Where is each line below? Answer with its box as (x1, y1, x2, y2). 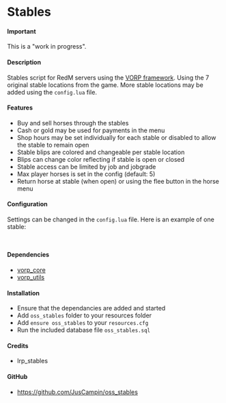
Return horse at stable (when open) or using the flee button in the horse (16, 177, 220, 185)
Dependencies (7, 251, 50, 259)
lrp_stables (16, 357, 48, 365)
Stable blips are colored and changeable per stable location (16, 148, 185, 156)
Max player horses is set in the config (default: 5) (16, 169, 156, 178)
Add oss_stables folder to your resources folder (16, 311, 152, 319)
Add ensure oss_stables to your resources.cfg (16, 319, 149, 327)
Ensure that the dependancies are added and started (16, 304, 166, 313)
